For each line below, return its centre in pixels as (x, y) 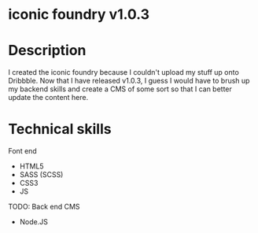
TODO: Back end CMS (44, 207)
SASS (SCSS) (41, 175)
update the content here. (48, 98)
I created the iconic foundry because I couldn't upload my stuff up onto (124, 72)
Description (47, 51)
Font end (22, 151)
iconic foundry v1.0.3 (79, 15)
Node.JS (34, 222)
